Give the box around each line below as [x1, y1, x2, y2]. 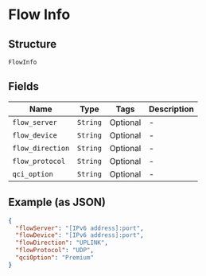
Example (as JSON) [8, 196, 106, 209]
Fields [8, 80, 40, 93]
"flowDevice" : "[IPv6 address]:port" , [15, 231, 145, 239]
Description [148, 103, 195, 115]
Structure [8, 37, 57, 51]
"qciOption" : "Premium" [15, 254, 94, 262]
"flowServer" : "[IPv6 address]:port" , [15, 224, 145, 232]
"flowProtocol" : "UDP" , [15, 247, 94, 255]
